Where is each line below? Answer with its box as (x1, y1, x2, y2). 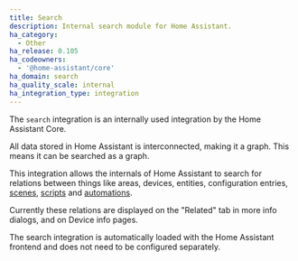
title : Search (9, 13, 63, 23)
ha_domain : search (9, 72, 79, 81)
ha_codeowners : (9, 55, 67, 64)
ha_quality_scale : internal (9, 80, 116, 89)
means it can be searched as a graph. (9, 150, 150, 161)
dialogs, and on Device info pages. (9, 214, 138, 225)
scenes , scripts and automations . (9, 187, 133, 198)
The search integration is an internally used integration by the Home (9, 114, 262, 125)
